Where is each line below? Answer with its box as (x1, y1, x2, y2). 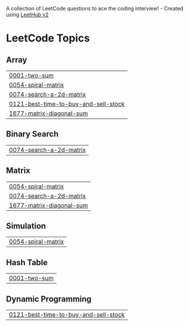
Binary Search (6, 129, 59, 139)
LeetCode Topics (6, 32, 90, 45)
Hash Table (6, 257, 48, 268)
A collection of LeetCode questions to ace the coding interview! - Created (6, 5, 184, 12)
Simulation (6, 221, 46, 231)
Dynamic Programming (6, 294, 92, 304)
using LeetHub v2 (6, 11, 49, 18)
